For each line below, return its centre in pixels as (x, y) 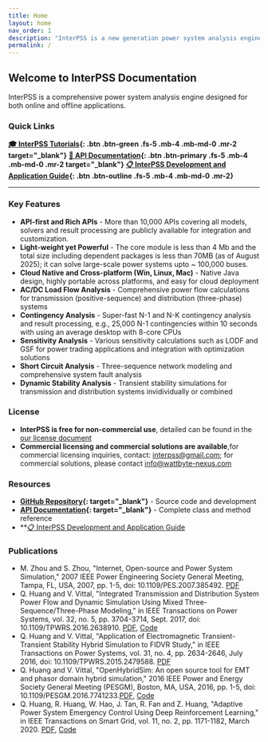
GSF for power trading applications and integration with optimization (132, 349)
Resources (30, 484)
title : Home (28, 16)
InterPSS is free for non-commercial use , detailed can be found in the (136, 429)
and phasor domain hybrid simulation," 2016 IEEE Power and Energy (131, 679)
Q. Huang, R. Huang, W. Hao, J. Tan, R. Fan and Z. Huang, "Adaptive (131, 704)
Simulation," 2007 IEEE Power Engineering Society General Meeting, (132, 577)
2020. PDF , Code (48, 730)
